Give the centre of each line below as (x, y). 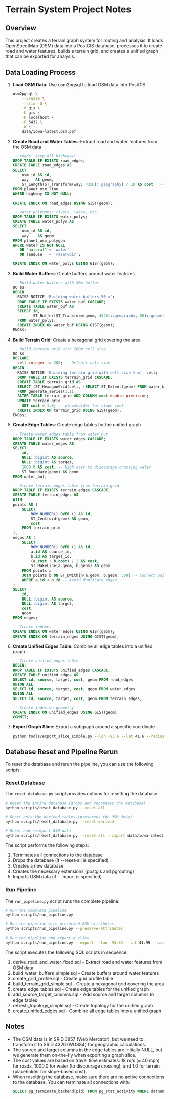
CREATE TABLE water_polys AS (43, 222)
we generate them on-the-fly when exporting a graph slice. (74, 1055)
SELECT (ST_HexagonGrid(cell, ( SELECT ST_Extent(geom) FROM (82, 387)
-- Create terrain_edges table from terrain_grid (66, 486)
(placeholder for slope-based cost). (50, 1071)
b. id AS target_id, (51, 556)
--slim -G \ (34, 103)
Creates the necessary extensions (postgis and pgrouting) (73, 871)
